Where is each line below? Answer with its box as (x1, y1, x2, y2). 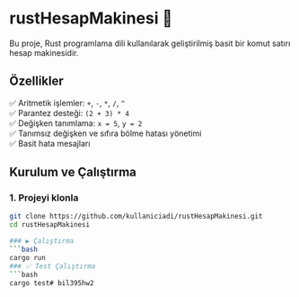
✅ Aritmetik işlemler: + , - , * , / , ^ (9, 97, 126, 108)
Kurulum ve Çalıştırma (9, 165, 137, 180)
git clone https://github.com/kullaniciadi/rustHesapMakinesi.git (9, 211, 263, 221)
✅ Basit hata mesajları (9, 138, 91, 148)
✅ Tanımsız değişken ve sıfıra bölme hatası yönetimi (9, 128, 202, 139)
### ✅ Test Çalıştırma (9, 261, 96, 271)
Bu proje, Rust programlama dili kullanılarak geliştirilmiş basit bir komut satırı (9, 38, 291, 49)
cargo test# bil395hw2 (9, 278, 94, 287)
